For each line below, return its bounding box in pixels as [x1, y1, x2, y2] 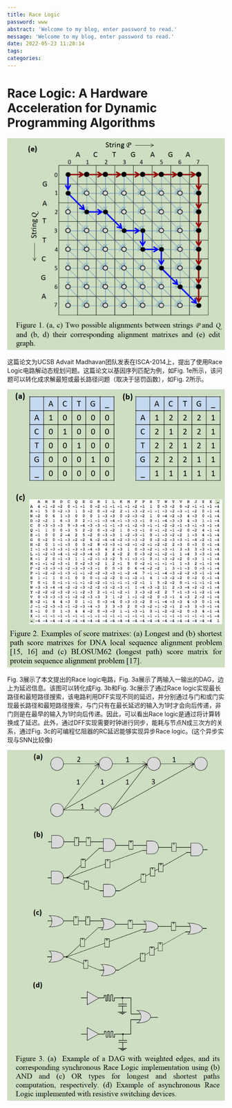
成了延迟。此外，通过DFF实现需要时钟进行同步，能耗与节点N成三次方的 [12, 718, 217, 726]
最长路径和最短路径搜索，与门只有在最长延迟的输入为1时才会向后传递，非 [12, 701, 222, 709]
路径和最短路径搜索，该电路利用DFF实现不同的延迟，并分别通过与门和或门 [7, 692, 219, 701]
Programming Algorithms [7, 115, 155, 131]
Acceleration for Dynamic [7, 100, 157, 116]
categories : [7, 55, 41, 62]
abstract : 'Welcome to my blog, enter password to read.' [7, 26, 177, 32]
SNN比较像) [19, 735, 53, 744]
